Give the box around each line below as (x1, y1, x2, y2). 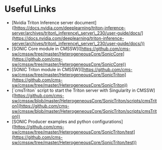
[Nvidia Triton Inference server (11, 20, 74, 25)
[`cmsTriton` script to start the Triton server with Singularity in (11, 87, 136, 93)
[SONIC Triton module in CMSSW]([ (11, 66, 83, 72)
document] (74, 20, 97, 25)
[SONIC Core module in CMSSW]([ (11, 46, 81, 51)
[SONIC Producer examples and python (11, 119, 91, 125)
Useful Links (4, 3, 57, 15)
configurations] (92, 119, 123, 125)
